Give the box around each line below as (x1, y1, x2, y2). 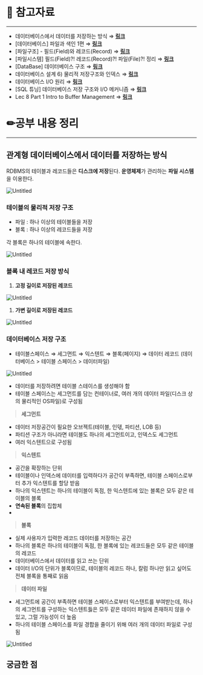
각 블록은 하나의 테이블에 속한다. (6, 238, 83, 246)
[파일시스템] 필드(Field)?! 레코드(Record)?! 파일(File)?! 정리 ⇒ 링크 (14, 55, 174, 62)
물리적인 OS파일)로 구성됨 (21, 397, 83, 405)
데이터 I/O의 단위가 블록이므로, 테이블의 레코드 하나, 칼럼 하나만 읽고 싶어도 (14, 565, 192, 572)
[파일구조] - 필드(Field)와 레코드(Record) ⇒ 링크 (14, 47, 130, 55)
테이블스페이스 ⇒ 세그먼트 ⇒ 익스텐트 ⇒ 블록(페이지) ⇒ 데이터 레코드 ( (14, 350, 183, 357)
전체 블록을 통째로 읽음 (14, 572, 69, 579)
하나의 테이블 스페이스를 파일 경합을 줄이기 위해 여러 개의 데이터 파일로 (14, 620, 181, 628)
